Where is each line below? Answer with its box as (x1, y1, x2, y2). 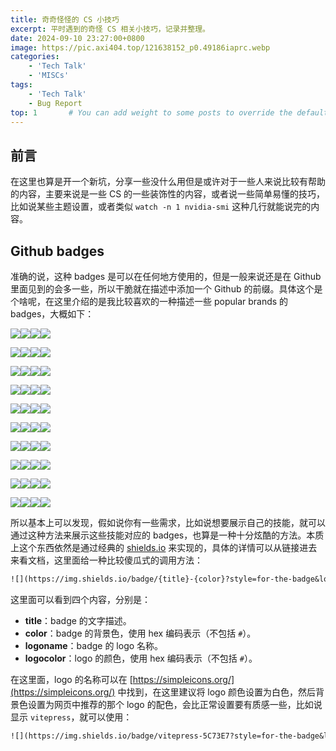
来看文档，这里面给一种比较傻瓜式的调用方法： (10, 554, 203, 566)
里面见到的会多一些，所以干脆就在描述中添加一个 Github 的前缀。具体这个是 (10, 283, 323, 295)
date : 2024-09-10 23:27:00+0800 (10, 33, 145, 43)
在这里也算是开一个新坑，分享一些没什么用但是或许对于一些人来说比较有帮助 (10, 176, 326, 188)
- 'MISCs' (28, 71, 70, 81)
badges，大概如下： (10, 308, 95, 320)
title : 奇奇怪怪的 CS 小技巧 (10, 14, 120, 25)
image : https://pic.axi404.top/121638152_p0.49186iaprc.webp (10, 42, 271, 53)
